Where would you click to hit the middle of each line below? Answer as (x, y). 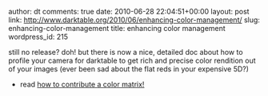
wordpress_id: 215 (38, 36)
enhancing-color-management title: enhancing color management (117, 28)
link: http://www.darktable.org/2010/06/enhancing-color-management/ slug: (134, 20)
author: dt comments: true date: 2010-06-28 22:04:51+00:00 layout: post (129, 12)
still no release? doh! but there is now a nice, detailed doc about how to (126, 52)
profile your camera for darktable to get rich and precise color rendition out (132, 60)
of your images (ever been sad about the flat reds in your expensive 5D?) (129, 69)
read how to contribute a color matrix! (82, 84)
